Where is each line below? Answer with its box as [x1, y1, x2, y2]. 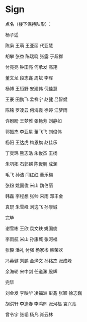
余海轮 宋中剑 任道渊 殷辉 [5, 268, 58, 274]
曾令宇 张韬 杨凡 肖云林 [5, 311, 53, 317]
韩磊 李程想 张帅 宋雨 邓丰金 [5, 193, 63, 199]
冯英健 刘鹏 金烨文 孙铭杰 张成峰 [5, 257, 72, 264]
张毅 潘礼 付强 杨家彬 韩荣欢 [5, 247, 63, 253]
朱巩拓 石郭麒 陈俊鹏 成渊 [5, 160, 58, 167]
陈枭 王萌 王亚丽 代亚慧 [5, 42, 53, 49]
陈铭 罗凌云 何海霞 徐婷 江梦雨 [5, 107, 68, 113]
